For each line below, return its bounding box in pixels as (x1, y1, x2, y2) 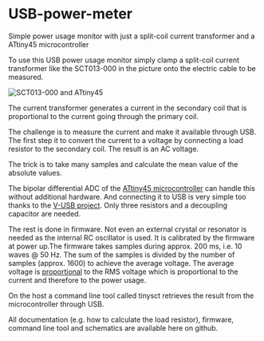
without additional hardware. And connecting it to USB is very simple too (8, 192, 246, 201)
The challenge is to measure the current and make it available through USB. (8, 127, 257, 137)
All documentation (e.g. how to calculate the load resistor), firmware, (8, 315, 234, 324)
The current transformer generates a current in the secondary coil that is (8, 103, 247, 113)
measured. (8, 72, 44, 81)
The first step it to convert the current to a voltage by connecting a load (8, 135, 243, 145)
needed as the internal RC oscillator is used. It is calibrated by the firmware (8, 232, 255, 242)
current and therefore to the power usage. (8, 275, 147, 284)
